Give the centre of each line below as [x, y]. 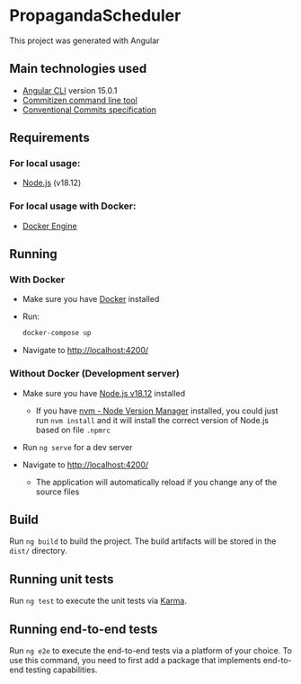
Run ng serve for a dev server [77, 447]
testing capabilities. [62, 670]
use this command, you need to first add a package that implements [135, 661]
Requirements [49, 138]
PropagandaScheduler [95, 16]
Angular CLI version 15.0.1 [70, 90]
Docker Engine [50, 226]
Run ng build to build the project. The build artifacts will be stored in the [143, 541]
